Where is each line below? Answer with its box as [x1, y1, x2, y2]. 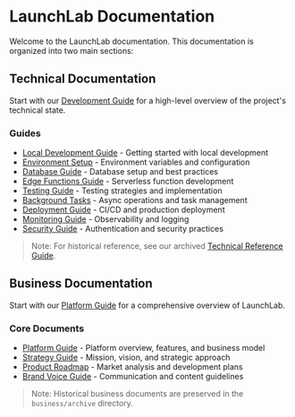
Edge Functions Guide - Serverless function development [21, 176, 234, 187]
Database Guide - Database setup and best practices [21, 166, 219, 177]
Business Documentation [9, 276, 154, 292]
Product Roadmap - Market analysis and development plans [21, 362, 243, 372]
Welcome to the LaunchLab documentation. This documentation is [9, 36, 254, 47]
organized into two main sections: [9, 45, 134, 55]
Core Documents [9, 322, 85, 335]
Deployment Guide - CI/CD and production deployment [21, 204, 225, 216]
